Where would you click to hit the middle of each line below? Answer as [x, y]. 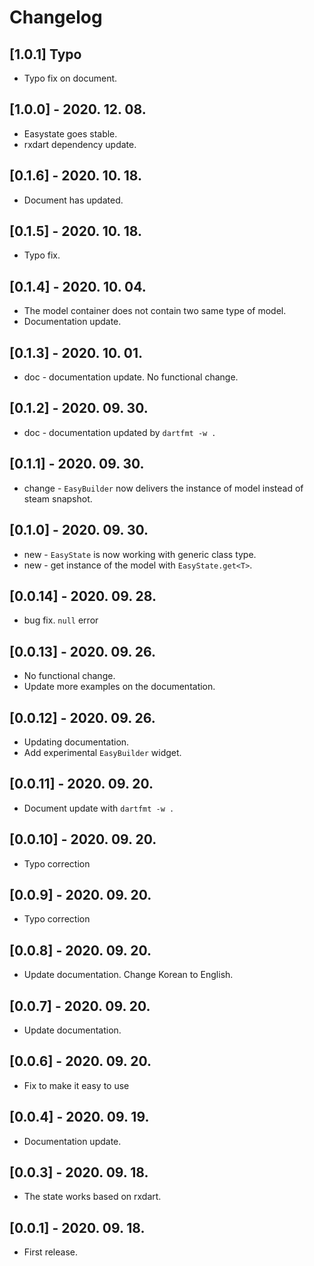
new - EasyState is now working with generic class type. [140, 554]
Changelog [56, 17]
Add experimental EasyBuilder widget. [102, 752]
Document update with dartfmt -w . [99, 808]
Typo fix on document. [70, 78]
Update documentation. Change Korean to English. [128, 975]
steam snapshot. [58, 498]
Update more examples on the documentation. [119, 687]
